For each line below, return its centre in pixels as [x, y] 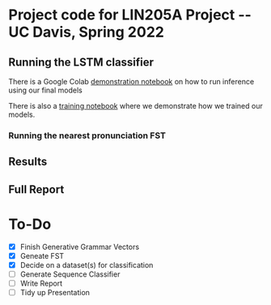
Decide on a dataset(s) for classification [87, 264]
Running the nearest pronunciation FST [87, 135]
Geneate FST [42, 256]
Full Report [36, 189]
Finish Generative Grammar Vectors [80, 247]
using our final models [45, 90]
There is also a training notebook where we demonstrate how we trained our [135, 106]
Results [28, 162]
